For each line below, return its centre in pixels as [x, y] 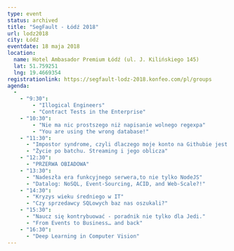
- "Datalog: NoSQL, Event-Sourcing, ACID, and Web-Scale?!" [116, 184]
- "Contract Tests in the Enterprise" [89, 112]
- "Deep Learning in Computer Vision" [83, 236]
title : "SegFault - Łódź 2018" [53, 27]
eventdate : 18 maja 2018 [44, 46]
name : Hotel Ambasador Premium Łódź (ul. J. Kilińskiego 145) [106, 60]
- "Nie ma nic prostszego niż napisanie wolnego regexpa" [119, 125]
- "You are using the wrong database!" [91, 131]
